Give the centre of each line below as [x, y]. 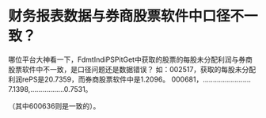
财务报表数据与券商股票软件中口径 [120, 16]
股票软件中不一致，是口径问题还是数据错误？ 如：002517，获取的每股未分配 [132, 69]
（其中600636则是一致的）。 [54, 106]
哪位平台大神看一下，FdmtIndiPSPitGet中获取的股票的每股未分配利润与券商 [131, 59]
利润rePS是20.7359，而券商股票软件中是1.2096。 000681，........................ [130, 79]
